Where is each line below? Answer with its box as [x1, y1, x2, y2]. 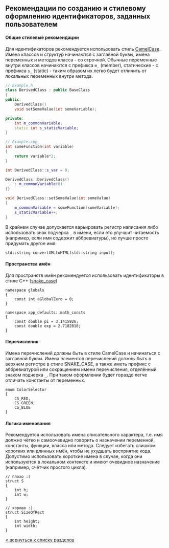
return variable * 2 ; [14, 154, 56, 159]
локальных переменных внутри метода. [5, 73, 93, 79]
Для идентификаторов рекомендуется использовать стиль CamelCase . [5, 46, 161, 52]
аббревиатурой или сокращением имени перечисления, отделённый [5, 366, 157, 372]
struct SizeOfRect [5, 510, 44, 515]
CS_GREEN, [14, 401, 36, 406]
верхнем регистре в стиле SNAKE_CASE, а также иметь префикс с [5, 361, 151, 367]
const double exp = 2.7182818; [14, 323, 81, 328]
